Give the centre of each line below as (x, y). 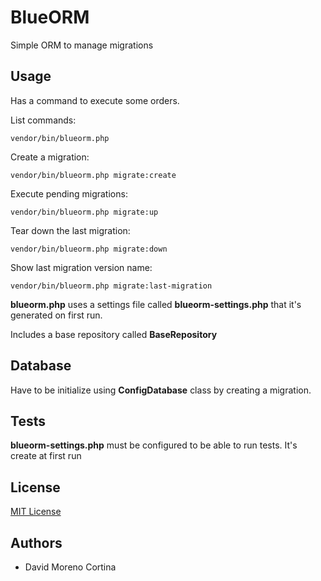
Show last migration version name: (81, 267)
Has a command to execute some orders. (95, 100)
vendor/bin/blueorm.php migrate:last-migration (111, 286)
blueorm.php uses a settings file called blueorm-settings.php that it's (156, 304)
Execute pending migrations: (69, 193)
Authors (36, 542)
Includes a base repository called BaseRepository (114, 334)
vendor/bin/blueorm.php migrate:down (89, 249)
